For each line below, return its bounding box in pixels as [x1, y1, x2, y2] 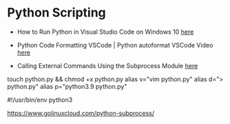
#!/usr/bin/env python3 [7, 95, 73, 104]
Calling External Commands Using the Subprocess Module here [17, 61, 198, 70]
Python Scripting [7, 5, 107, 21]
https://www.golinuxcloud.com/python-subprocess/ [7, 109, 155, 117]
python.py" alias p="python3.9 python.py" [7, 82, 127, 90]
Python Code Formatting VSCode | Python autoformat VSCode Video [17, 41, 213, 49]
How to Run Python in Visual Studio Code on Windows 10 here [17, 28, 194, 36]
